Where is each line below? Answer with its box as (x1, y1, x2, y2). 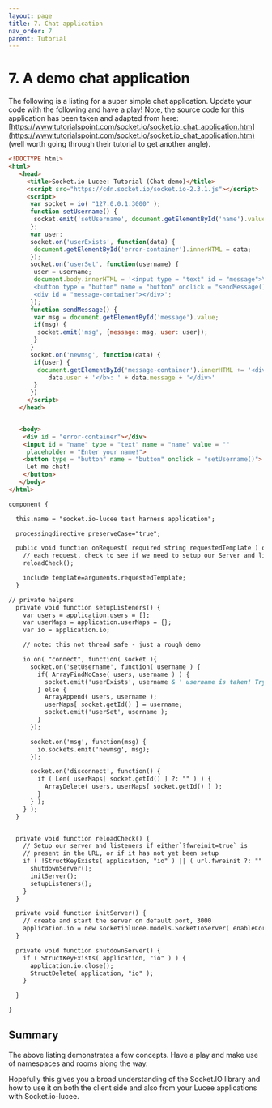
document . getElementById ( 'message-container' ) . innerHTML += (37, 366, 244, 374)
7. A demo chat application (8, 70, 190, 88)
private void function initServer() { (15, 909, 147, 918)
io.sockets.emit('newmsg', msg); (37, 745, 151, 754)
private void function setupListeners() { (15, 603, 161, 612)
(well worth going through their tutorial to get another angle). (8, 139, 210, 149)
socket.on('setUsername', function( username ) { (29, 662, 201, 671)
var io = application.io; (23, 626, 111, 635)
